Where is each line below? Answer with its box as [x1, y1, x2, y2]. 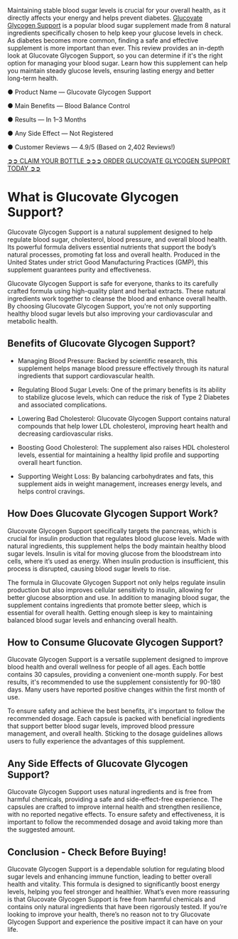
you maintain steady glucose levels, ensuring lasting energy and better [7, 67, 215, 75]
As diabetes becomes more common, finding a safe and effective [7, 36, 199, 45]
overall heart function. [17, 458, 83, 466]
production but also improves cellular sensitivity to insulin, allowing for [7, 586, 213, 594]
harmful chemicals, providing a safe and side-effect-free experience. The [7, 795, 222, 804]
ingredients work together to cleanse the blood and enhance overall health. [7, 294, 227, 303]
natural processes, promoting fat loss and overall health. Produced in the [7, 250, 220, 259]
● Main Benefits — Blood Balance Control [7, 102, 130, 109]
